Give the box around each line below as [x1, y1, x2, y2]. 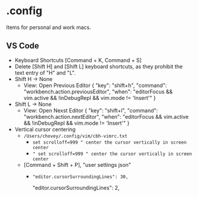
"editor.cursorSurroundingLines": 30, [32, 173, 129, 180]
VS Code [6, 41, 40, 51]
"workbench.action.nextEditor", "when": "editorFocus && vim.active [23, 113, 189, 120]
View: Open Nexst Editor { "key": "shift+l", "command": [23, 106, 158, 114]
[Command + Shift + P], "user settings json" [23, 161, 132, 168]
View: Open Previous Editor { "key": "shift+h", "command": [23, 82, 167, 89]
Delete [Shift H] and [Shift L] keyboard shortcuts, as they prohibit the [14, 63, 183, 70]
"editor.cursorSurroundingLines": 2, [32, 184, 120, 191]
